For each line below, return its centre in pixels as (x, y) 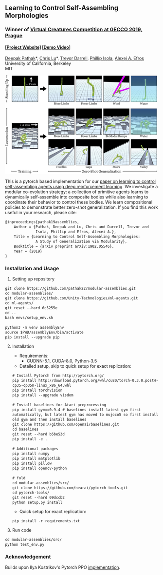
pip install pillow (32, 464)
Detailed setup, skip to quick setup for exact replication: (75, 366)
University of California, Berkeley (38, 63)
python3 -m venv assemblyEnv (35, 328)
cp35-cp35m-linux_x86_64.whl (42, 386)
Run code (22, 530)
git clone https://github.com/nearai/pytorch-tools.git (70, 488)
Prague (14, 36)
